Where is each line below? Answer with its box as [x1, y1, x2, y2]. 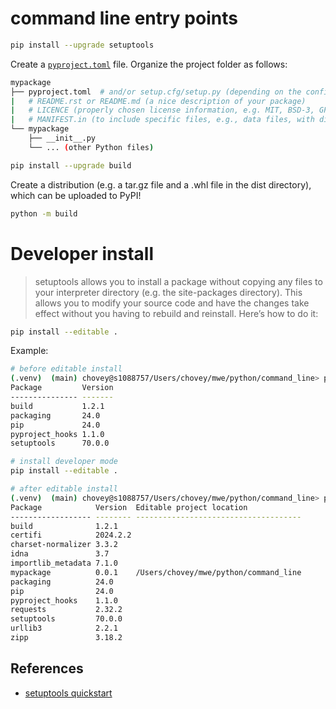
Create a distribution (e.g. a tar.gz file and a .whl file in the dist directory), [10, 178, 312, 191]
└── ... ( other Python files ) [28, 142, 155, 152]
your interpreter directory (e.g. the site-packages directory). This [34, 286, 303, 298]
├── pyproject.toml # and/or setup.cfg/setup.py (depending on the [10, 87, 302, 97]
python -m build [10, 208, 78, 219]
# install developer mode [10, 457, 118, 467]
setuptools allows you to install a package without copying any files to [34, 275, 323, 287]
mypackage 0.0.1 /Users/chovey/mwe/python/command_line [10, 567, 302, 577]
